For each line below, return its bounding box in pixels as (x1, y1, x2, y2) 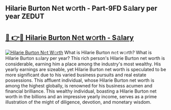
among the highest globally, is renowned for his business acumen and (5, 83, 153, 89)
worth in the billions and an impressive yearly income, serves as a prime (5, 94, 157, 99)
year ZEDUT (5, 12, 44, 21)
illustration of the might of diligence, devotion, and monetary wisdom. (5, 99, 152, 105)
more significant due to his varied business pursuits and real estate (5, 72, 146, 78)
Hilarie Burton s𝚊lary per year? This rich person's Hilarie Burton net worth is (5, 55, 165, 61)
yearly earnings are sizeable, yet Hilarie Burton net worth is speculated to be (5, 67, 166, 72)
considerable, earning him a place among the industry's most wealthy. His (5, 61, 161, 67)
